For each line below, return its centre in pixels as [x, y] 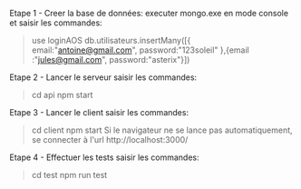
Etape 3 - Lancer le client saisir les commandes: [99, 112]
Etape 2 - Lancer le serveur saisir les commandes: [103, 77]
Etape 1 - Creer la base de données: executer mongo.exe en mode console [149, 13]
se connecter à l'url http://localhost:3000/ [110, 139]
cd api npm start [62, 95]
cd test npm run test [69, 175]
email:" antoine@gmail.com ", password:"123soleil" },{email [140, 50]
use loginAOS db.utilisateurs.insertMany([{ [111, 40]
